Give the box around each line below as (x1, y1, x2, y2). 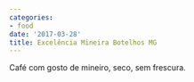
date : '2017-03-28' (9, 29, 82, 38)
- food (9, 21, 34, 30)
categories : (9, 12, 53, 22)
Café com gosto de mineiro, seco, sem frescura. (9, 62, 187, 73)
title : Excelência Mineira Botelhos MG (9, 37, 158, 47)
